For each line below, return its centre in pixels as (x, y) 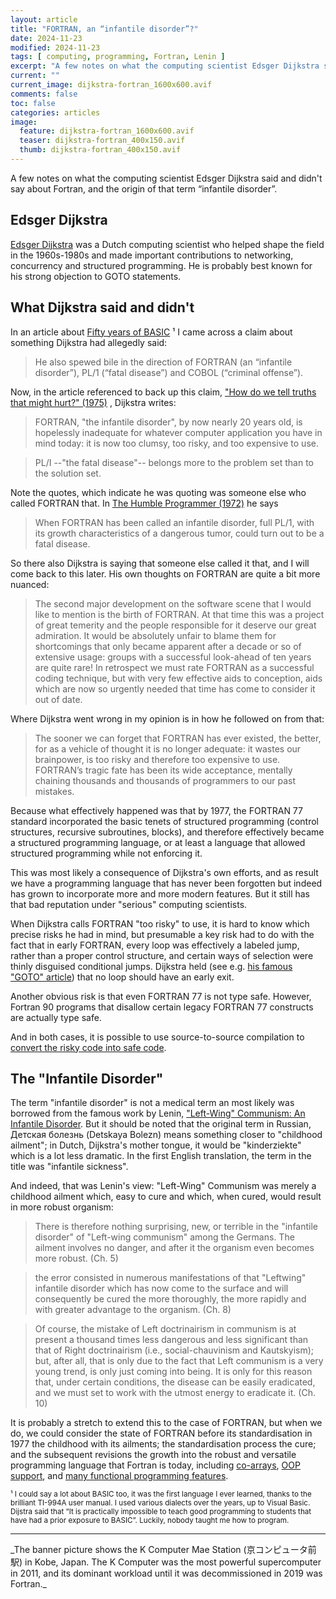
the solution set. (68, 473)
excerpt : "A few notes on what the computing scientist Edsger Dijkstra (165, 66)
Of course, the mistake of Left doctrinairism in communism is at (165, 1329)
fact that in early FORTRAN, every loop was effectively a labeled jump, (155, 945)
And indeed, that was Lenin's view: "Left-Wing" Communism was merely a (163, 1186)
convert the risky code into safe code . (88, 1047)
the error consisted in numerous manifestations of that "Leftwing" (170, 1278)
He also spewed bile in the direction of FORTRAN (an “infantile (163, 362)
